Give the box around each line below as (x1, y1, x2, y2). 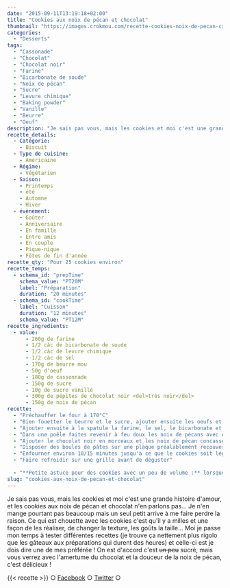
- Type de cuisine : (13, 150, 69, 158)
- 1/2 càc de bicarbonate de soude (25, 342, 127, 349)
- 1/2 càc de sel (25, 355, 75, 362)
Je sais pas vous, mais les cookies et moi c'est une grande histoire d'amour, (7, 495, 222, 503)
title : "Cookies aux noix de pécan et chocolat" (7, 16, 149, 23)
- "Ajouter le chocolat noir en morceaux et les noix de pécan (13, 437, 197, 445)
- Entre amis (19, 233, 57, 240)
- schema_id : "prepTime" (13, 272, 84, 279)
